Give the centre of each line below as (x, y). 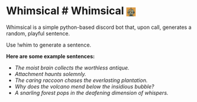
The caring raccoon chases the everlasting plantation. (81, 80)
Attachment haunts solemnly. (50, 74)
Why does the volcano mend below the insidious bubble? (84, 86)
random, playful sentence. (38, 33)
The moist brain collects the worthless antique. (72, 68)
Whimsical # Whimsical (65, 11)
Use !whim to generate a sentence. (49, 45)
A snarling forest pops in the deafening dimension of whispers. (91, 93)
